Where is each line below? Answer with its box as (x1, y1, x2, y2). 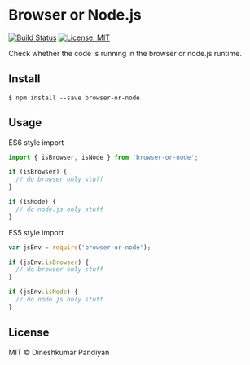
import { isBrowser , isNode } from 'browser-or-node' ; (8, 153, 199, 161)
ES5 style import (8, 227, 64, 237)
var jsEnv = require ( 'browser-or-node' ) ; (8, 243, 151, 252)
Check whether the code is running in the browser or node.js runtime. (8, 48, 242, 58)
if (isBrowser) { (8, 168, 68, 176)
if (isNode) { (8, 198, 57, 206)
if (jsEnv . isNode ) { (8, 288, 79, 297)
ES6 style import (8, 137, 64, 147)
